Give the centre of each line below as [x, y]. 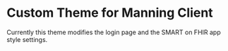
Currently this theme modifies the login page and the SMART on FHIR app [114, 32]
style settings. [27, 39]
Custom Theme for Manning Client [110, 13]
